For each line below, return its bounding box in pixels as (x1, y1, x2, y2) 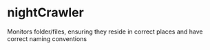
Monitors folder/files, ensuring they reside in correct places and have (7, 27, 203, 36)
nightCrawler (7, 5, 84, 21)
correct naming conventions (7, 34, 87, 42)
